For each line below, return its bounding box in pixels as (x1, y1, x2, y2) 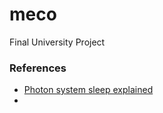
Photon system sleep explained (23, 84, 154, 96)
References (9, 61, 67, 75)
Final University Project (9, 36, 106, 48)
